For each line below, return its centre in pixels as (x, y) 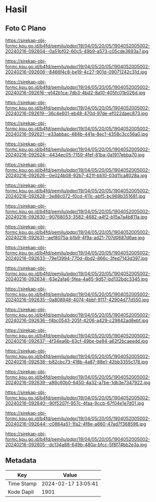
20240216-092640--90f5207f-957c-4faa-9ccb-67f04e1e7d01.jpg (75, 403)
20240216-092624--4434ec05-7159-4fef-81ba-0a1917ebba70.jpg (75, 155)
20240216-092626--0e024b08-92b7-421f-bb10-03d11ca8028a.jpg (76, 175)
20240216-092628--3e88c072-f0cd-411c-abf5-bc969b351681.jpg (75, 196)
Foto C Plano (26, 28)
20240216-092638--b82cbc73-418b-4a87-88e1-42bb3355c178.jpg (77, 362)
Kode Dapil (21, 492)
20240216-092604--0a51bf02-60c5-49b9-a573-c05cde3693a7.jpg (77, 51)
